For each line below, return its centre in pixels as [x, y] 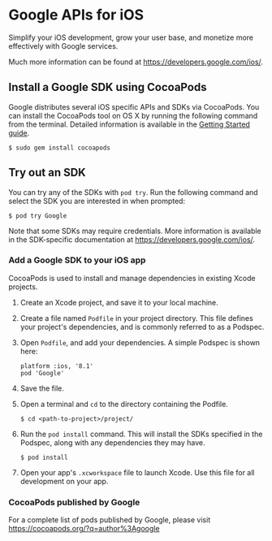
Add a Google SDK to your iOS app [77, 260]
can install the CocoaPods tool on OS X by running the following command [133, 115]
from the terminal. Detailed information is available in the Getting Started [129, 124]
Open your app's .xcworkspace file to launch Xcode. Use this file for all [137, 472]
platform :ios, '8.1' [56, 366]
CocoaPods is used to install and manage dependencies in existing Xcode [132, 278]
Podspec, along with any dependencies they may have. [112, 442]
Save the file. [42, 388]
